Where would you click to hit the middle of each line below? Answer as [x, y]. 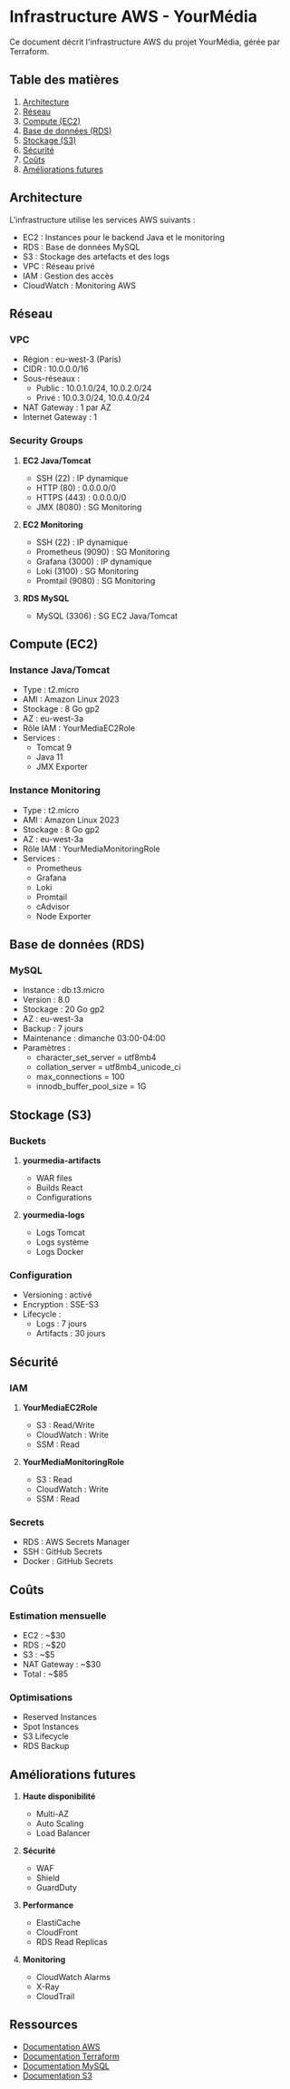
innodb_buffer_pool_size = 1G [91, 1086]
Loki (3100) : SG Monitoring [87, 571]
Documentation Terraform [71, 2056]
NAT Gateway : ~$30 [62, 1664]
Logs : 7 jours [62, 1324]
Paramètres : [46, 1048]
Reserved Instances [59, 1717]
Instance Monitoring [55, 791]
